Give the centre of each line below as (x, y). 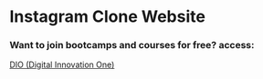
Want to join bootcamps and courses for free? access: (132, 45)
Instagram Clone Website (107, 17)
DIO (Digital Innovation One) (62, 64)
